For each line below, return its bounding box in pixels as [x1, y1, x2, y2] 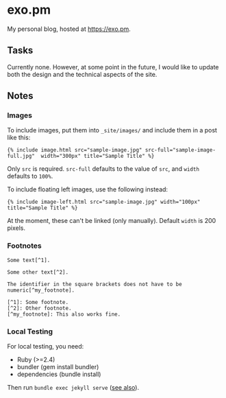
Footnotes [7, 241, 42, 250]
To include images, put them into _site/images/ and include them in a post [7, 126, 218, 134]
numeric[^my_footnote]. [7, 287, 75, 294]
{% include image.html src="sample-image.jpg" [7, 147, 142, 154]
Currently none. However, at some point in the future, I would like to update [7, 62, 219, 71]
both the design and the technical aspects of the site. [7, 70, 158, 78]
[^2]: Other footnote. [7, 305, 72, 312]
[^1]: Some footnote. [7, 298, 69, 305]
